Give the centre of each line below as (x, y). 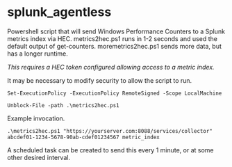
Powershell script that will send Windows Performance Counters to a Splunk (116, 31)
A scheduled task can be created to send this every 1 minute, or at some (110, 150)
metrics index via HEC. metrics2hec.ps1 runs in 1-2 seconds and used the (112, 38)
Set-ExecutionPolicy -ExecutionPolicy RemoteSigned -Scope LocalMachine (115, 93)
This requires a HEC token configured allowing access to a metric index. (111, 67)
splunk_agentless (59, 12)
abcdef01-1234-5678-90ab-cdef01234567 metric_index (83, 137)
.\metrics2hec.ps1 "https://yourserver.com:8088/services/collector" (110, 131)
